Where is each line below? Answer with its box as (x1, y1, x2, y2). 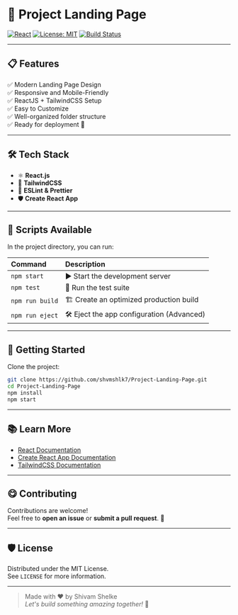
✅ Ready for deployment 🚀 (7, 120, 85, 128)
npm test (11, 283, 40, 292)
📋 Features (7, 58, 59, 70)
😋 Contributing (7, 487, 77, 500)
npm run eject (11, 311, 59, 320)
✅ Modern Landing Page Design (7, 80, 101, 89)
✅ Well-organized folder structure (7, 112, 106, 120)
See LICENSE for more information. (7, 572, 106, 580)
